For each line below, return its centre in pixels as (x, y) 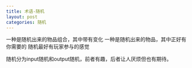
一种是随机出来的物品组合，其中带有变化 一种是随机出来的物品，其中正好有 (96, 40)
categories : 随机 (26, 22)
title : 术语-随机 (25, 11)
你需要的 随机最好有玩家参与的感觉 (48, 46)
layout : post (22, 17)
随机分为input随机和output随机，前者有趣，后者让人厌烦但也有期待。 (89, 59)
